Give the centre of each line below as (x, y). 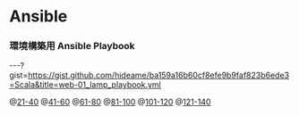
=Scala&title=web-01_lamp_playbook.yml (85, 85)
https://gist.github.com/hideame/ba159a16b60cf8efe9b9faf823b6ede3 (159, 75)
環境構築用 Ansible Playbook (73, 46)
